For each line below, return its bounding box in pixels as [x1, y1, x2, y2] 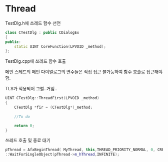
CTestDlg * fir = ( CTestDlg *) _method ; [14, 105, 93, 110]
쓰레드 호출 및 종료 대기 [5, 138, 51, 144]
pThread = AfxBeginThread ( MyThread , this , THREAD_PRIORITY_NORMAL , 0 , [5, 148, 155, 153]
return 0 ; [14, 123, 35, 128]
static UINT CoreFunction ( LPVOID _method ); [14, 44, 106, 49]
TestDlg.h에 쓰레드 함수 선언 [5, 20, 61, 26]
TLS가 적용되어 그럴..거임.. [5, 86, 57, 92]
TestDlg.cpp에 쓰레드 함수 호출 [5, 58, 66, 64]
